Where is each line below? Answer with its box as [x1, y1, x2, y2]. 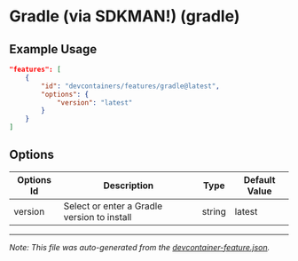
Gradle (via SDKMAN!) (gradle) [9, 6, 240, 27]
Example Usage [9, 42, 98, 57]
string [201, 205, 226, 217]
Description [103, 179, 154, 192]
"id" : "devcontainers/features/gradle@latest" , [41, 82, 220, 91]
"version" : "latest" [56, 98, 133, 107]
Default [243, 173, 276, 186]
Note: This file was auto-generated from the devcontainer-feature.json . [9, 241, 271, 252]
